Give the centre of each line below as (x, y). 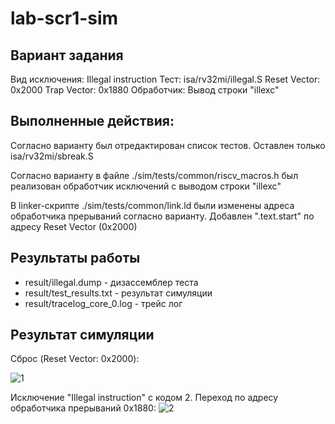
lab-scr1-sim (64, 18)
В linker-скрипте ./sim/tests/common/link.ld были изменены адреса (152, 205)
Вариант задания (67, 55)
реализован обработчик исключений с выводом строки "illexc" (146, 186)
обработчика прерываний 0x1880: (83, 408)
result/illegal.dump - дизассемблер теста (111, 282)
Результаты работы (75, 258)
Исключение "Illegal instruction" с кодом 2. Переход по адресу (144, 398)
